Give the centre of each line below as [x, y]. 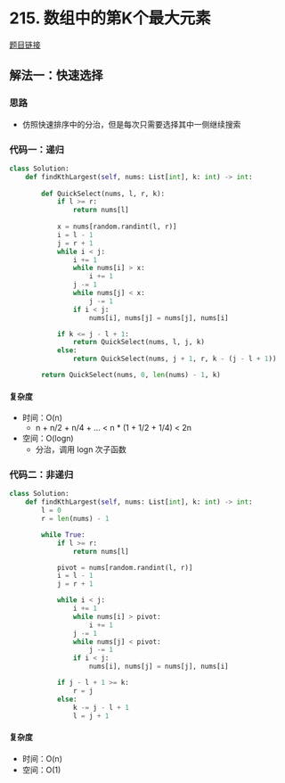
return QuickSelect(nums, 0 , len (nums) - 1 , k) [131, 375]
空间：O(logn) [48, 439]
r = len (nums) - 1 [75, 519]
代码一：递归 [37, 150]
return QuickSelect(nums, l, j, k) [138, 342]
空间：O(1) [41, 770]
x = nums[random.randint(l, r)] [117, 227]
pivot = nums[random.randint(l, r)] [125, 567]
